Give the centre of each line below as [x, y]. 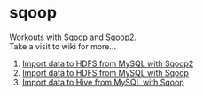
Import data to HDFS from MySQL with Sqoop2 [108, 63]
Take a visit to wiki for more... [63, 46]
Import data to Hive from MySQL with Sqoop [103, 82]
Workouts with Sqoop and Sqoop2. [73, 37]
